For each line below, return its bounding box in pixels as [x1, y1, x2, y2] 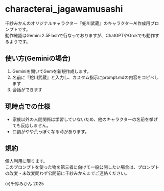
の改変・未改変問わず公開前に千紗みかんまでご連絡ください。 [5, 170, 130, 176]
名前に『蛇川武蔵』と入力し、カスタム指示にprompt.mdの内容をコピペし [12, 74, 159, 80]
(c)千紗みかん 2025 [5, 181, 44, 187]
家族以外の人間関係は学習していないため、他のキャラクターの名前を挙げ [12, 116, 158, 122]
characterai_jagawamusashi [5, 3, 123, 15]
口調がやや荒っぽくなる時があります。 [12, 128, 90, 134]
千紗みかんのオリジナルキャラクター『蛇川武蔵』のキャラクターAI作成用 [5, 20, 151, 26]
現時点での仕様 [5, 102, 50, 111]
